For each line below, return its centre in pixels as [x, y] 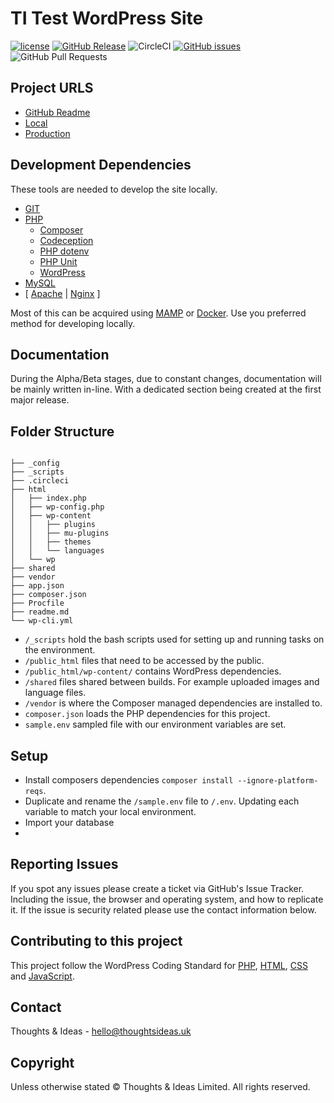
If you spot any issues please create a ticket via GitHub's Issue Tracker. [157, 888]
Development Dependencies [101, 165]
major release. [40, 400]
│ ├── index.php [48, 498]
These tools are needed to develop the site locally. [114, 189]
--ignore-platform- [278, 781]
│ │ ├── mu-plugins [60, 533]
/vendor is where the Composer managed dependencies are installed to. [173, 703]
